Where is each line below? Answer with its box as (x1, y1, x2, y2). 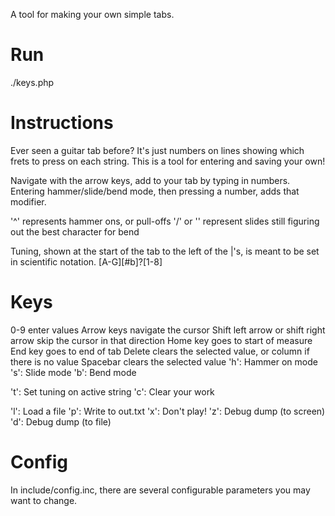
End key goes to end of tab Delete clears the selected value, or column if (10, 345, 310, 357)
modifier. (10, 195, 47, 208)
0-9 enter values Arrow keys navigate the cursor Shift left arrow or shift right (10, 324, 326, 336)
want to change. (10, 494, 78, 506)
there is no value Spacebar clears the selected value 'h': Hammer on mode (10, 355, 318, 368)
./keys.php (10, 76, 55, 88)
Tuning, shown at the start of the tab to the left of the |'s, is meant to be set (10, 245, 320, 257)
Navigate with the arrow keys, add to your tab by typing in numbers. (10, 174, 291, 186)
